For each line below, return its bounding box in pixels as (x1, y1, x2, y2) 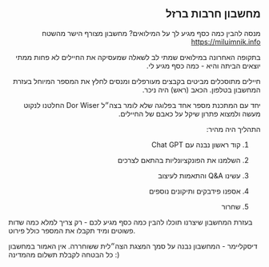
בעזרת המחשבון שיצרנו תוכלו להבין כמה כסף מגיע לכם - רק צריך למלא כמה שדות (8, 217, 253, 227)
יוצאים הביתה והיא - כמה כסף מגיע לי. (147, 61, 261, 70)
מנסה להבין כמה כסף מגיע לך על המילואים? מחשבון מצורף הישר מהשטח (41, 28, 261, 38)
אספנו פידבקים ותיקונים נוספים (149, 186, 241, 196)
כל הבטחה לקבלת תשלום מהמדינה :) (8, 249, 120, 259)
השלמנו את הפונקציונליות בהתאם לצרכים (117, 155, 241, 165)
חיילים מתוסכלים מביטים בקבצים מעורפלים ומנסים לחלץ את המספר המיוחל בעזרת (13, 76, 261, 86)
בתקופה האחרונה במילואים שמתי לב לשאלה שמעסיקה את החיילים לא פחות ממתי (15, 52, 261, 62)
